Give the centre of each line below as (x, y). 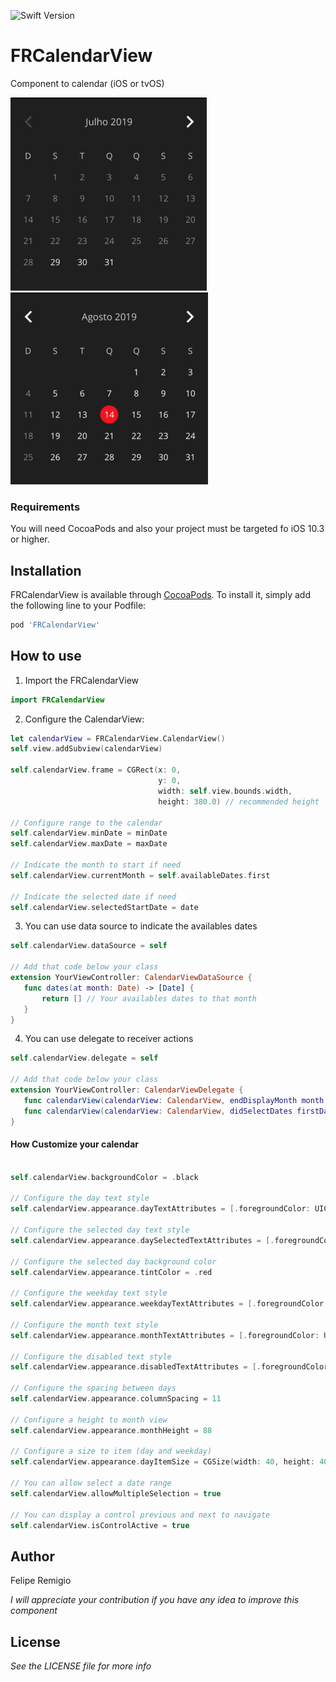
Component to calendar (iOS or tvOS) (87, 83)
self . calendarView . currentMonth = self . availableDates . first (140, 875)
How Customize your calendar (75, 1144)
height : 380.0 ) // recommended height (239, 801)
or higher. (30, 539)
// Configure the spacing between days (93, 1388)
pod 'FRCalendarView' (55, 625)
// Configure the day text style (80, 1198)
